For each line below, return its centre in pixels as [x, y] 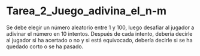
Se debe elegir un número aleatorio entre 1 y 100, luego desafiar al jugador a [100, 27]
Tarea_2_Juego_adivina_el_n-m [86, 11]
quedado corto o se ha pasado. [45, 46]
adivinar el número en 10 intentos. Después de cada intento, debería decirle [99, 33]
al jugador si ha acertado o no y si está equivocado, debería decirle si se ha [99, 40]
